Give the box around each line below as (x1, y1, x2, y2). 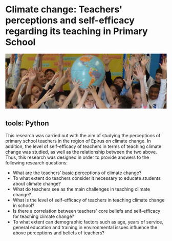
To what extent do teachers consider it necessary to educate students (12, 175, 161, 181)
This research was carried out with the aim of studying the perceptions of (5, 133, 161, 139)
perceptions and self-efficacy (5, 14, 135, 26)
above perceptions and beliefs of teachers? (12, 230, 105, 236)
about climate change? (12, 181, 61, 187)
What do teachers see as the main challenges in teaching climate (12, 186, 150, 192)
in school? (12, 202, 35, 209)
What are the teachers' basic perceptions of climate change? (12, 170, 142, 176)
